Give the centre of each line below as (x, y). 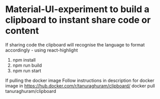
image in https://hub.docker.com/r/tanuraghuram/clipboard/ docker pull (80, 86)
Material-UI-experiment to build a (77, 9)
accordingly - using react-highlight (42, 50)
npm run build (27, 65)
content (22, 31)
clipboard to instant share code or (78, 20)
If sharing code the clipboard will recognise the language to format (75, 44)
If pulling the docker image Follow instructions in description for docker (80, 80)
